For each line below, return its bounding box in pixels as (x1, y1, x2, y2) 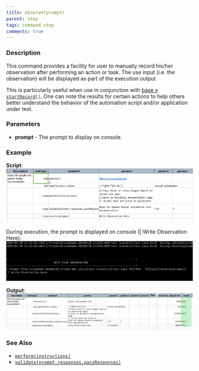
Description (6, 49, 41, 57)
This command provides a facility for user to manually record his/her (6, 62, 174, 69)
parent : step (6, 15, 38, 22)
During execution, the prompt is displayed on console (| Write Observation (6, 228, 187, 235)
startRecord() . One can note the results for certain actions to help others (6, 93, 185, 100)
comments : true (6, 28, 44, 34)
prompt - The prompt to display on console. (14, 134, 123, 141)
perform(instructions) (14, 353, 71, 359)
